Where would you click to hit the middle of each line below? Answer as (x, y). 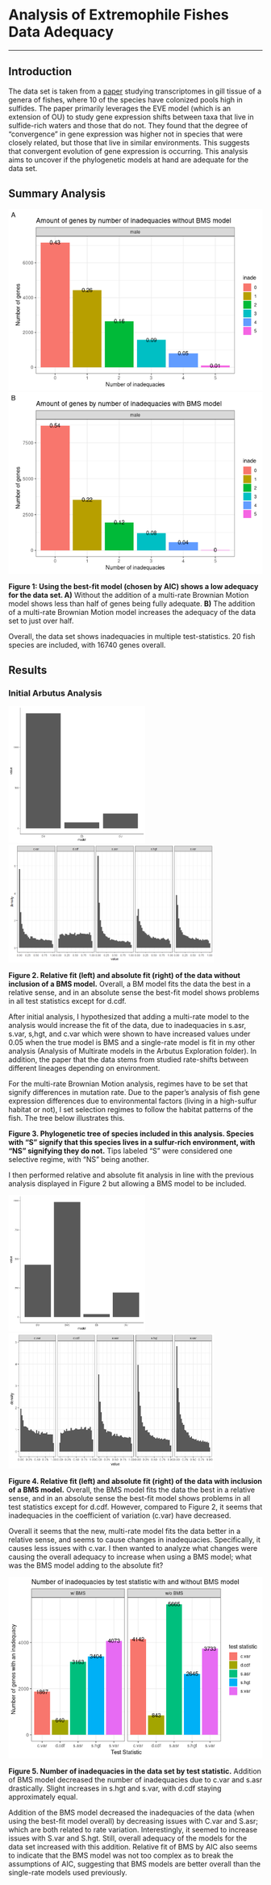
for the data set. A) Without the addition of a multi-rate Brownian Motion (129, 595)
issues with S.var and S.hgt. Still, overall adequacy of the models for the (128, 1838)
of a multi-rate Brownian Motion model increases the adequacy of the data (132, 612)
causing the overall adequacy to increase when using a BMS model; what (130, 1557)
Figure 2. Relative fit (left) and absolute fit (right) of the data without (124, 976)
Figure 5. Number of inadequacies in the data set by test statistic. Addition (135, 1771)
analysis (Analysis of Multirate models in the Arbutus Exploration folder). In (133, 1051)
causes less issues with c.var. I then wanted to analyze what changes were (133, 1549)
